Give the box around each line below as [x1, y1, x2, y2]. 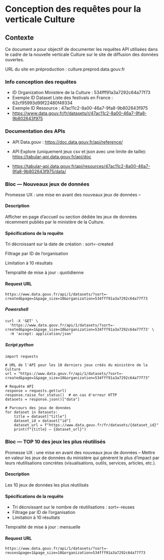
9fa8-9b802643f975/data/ [12, 168, 66, 174]
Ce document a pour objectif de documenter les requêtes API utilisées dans [5, 47, 158, 52]
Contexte [5, 33, 34, 42]
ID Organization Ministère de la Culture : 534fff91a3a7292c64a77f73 [12, 90, 151, 96]
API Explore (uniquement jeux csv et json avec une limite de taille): [12, 148, 147, 154]
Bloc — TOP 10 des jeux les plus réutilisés [5, 438, 106, 445]
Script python [5, 342, 34, 348]
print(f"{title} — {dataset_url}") [14, 427, 87, 432]
